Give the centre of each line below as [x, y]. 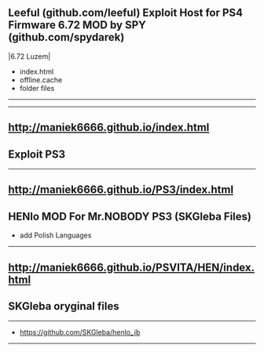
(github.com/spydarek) [66, 37]
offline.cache [41, 80]
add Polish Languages [55, 235]
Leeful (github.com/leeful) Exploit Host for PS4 [126, 13]
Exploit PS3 [37, 154]
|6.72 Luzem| [29, 56]
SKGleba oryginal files [64, 306]
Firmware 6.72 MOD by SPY [77, 25]
